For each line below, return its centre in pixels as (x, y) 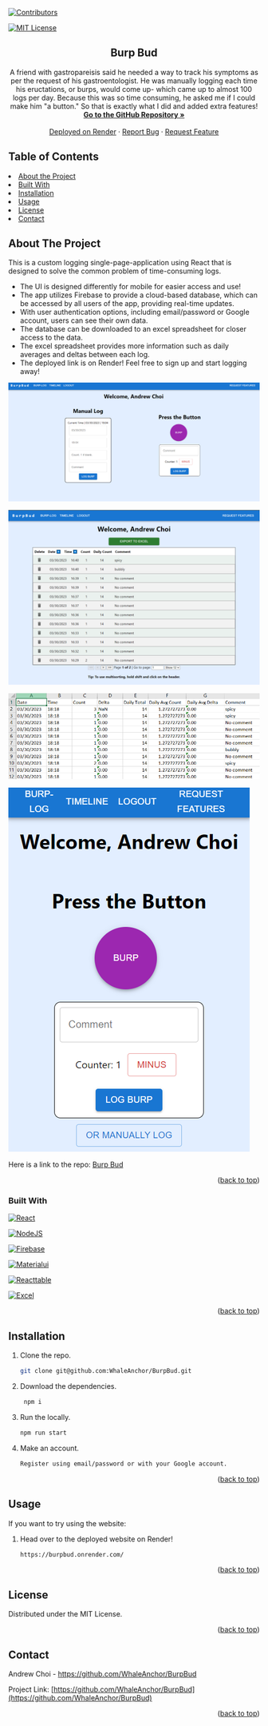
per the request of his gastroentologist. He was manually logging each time (134, 81)
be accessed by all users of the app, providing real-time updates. (127, 304)
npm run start (43, 1433)
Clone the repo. (45, 1355)
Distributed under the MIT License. (65, 1614)
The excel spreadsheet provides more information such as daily (124, 346)
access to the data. (51, 338)
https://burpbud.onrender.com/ (72, 1554)
